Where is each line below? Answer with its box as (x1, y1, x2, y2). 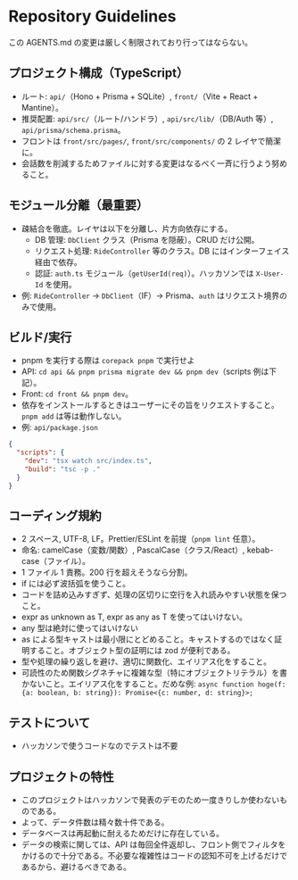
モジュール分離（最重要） (8, 198, 149, 213)
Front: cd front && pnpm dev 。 (21, 388, 134, 399)
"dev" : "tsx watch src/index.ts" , (24, 457, 153, 466)
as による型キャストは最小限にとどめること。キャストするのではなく (21, 634, 275, 644)
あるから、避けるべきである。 (21, 861, 131, 872)
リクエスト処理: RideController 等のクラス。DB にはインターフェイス (34, 245, 290, 256)
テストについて (8, 715, 91, 730)
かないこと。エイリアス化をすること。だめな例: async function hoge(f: (21, 678, 286, 689)
